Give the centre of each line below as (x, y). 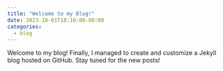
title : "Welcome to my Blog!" (51, 14)
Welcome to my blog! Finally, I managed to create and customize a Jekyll (112, 53)
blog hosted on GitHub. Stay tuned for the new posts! (84, 61)
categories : (24, 26)
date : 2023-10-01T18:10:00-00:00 (56, 20)
